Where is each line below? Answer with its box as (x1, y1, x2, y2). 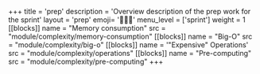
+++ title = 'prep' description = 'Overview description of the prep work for (8, 7, 251, 16)
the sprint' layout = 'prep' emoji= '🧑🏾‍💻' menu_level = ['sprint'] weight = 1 (8, 15, 246, 24)
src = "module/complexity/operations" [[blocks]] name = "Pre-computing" (8, 49, 252, 57)
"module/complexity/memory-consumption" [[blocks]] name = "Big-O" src (8, 31, 253, 41)
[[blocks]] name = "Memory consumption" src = (8, 24, 166, 32)
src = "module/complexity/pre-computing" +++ (8, 57, 164, 66)
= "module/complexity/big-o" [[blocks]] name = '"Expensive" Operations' (8, 40, 249, 50)
